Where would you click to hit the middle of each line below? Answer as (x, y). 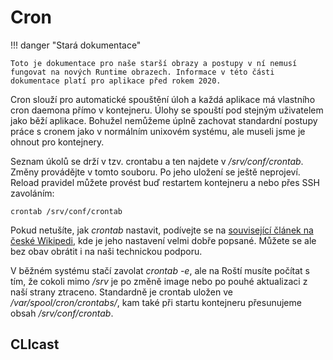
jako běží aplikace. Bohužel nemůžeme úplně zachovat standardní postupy (164, 120)
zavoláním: (32, 193)
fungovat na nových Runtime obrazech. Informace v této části (142, 72)
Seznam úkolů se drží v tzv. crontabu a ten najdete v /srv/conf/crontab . (157, 161)
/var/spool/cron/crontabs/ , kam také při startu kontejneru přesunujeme (156, 302)
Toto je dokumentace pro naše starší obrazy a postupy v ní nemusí (154, 63)
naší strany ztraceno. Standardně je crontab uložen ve (121, 292)
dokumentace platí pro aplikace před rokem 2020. (116, 81)
